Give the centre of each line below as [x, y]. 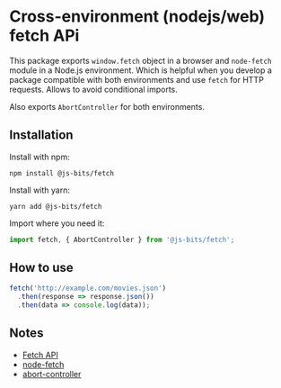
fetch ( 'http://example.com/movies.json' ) [88, 289]
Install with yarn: [40, 190]
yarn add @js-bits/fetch [56, 206]
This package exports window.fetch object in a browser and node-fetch [140, 60]
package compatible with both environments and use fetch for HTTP [137, 79]
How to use [41, 268]
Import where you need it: [57, 223]
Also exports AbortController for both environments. [107, 106]
